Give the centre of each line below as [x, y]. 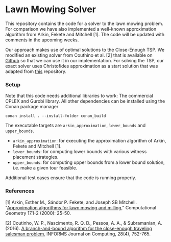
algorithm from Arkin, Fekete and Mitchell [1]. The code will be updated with [85, 34]
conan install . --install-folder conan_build [56, 116]
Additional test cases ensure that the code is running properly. [71, 178]
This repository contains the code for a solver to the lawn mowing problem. [84, 23]
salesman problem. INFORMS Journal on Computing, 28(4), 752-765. [78, 234]
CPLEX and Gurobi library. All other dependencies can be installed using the [85, 101]
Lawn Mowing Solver [51, 9]
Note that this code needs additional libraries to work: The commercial [79, 96]
